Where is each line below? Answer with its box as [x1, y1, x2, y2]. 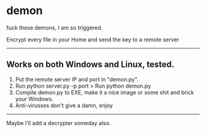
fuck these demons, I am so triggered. [6, 24, 103, 31]
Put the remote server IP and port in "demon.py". [15, 75, 139, 83]
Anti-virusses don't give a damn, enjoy [15, 102, 113, 109]
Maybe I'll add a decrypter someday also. [6, 119, 112, 126]
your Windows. [15, 95, 54, 102]
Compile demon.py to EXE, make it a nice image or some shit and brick [15, 88, 194, 96]
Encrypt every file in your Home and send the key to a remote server [6, 36, 180, 43]
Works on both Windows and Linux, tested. [6, 59, 175, 70]
